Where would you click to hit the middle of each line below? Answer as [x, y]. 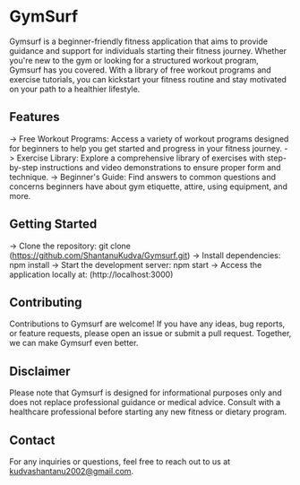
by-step [24, 167]
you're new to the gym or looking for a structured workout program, [134, 60]
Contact [32, 440]
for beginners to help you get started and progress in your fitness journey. [146, 148]
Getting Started [53, 225]
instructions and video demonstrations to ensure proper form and [160, 167]
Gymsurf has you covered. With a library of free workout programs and [140, 70]
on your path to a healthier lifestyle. [75, 89]
